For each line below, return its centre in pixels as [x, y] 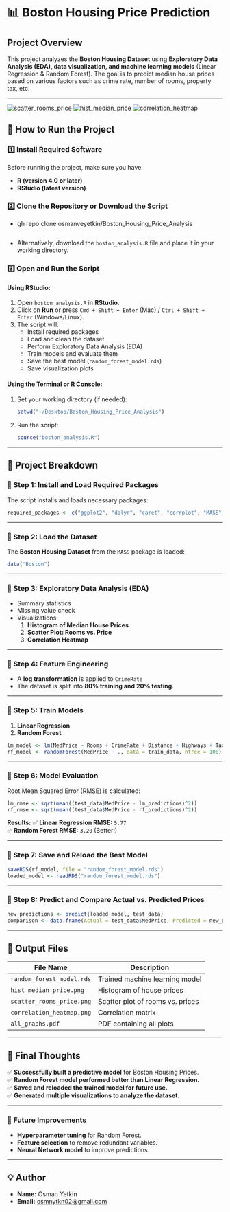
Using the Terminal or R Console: [55, 384]
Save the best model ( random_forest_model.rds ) [94, 361]
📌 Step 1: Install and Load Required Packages [83, 485]
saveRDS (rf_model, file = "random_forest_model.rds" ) [86, 869]
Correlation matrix [127, 1013]
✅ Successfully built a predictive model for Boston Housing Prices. [103, 1073]
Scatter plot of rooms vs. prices [149, 1002]
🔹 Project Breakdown [52, 465]
